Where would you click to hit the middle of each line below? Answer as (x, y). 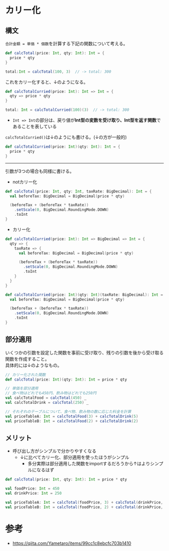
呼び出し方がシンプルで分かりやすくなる (54, 451)
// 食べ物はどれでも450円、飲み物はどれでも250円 (51, 393)
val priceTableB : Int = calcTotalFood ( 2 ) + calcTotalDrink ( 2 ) (72, 421)
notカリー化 (25, 181)
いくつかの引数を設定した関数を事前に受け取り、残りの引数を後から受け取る (84, 352)
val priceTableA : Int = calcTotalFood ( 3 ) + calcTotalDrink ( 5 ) (72, 416)
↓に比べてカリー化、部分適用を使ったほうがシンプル (75, 457)
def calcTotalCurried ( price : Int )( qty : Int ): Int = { (63, 147)
